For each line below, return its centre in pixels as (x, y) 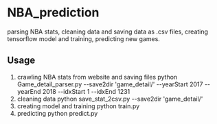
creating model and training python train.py (78, 106)
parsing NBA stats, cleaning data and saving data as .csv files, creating (107, 32)
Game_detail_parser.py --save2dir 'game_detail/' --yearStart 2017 (110, 84)
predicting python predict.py (57, 113)
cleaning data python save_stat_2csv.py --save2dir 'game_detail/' (110, 99)
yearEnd (29, 91)
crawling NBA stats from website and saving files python (97, 77)
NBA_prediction (53, 13)
